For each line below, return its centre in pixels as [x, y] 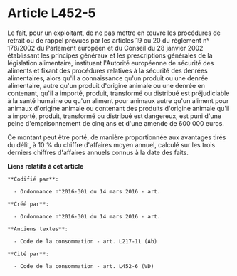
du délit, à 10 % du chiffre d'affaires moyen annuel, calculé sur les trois [111, 144]
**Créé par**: [28, 204]
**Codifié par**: [33, 179]
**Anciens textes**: [38, 229]
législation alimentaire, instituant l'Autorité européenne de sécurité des [111, 63]
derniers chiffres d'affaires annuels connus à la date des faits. [98, 152]
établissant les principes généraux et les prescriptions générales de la [110, 55]
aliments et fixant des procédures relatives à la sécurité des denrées [107, 70]
